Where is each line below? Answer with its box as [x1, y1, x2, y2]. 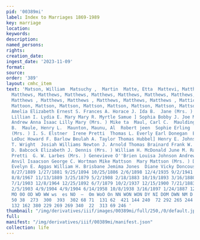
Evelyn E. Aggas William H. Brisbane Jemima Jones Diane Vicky [11, 164, 174, 170]
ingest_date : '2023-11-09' [6, 58, 73, 64]
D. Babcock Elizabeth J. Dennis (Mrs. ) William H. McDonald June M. [11, 147, 187, 153]
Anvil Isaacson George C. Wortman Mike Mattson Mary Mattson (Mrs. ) [11, 158, 190, 164]
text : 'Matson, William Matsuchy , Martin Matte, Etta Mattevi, [6, 86, 180, 92]
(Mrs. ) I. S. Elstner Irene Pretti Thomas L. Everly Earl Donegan [11, 130, 187, 137]
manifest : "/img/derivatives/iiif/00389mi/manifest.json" [6, 219, 153, 225]
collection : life [6, 225, 49, 230]
